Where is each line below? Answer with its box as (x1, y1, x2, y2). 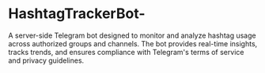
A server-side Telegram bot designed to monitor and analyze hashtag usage (8, 31, 256, 40)
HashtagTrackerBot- (8, 5, 146, 23)
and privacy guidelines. (8, 56, 85, 65)
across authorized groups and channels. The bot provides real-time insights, (8, 38, 258, 48)
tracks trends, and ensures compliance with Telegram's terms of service (8, 47, 244, 57)
